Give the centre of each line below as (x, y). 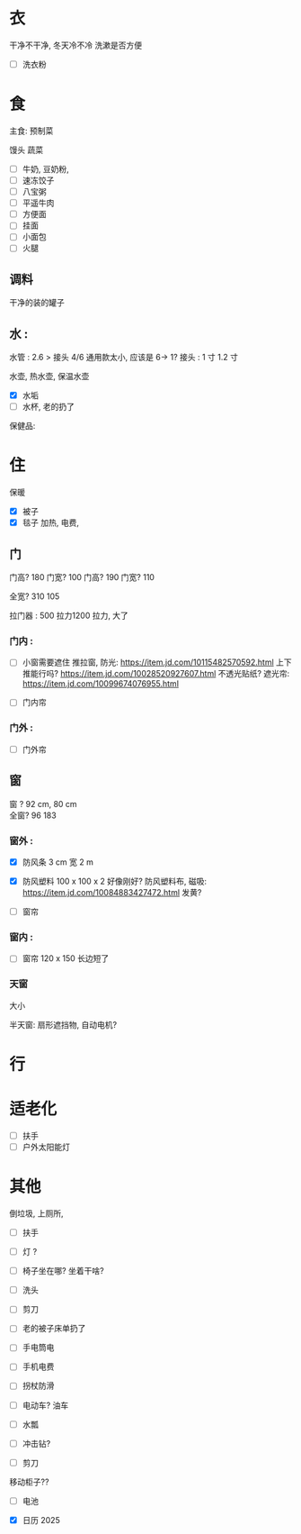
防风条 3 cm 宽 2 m (58, 862)
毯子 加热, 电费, (50, 522)
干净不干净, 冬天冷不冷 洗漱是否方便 (75, 45)
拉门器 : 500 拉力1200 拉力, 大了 (69, 616)
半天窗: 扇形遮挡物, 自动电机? (63, 1024)
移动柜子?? (29, 1482)
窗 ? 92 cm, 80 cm (44, 803)
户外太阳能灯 (46, 1147)
